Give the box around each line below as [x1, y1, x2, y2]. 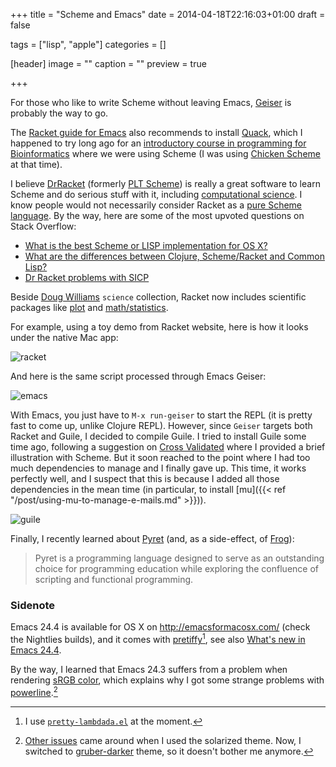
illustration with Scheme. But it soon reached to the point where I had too [10, 452, 311, 463]
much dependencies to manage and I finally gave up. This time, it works [10, 462, 307, 474]
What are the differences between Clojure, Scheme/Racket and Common [24, 250, 326, 262]
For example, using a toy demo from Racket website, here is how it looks [10, 321, 309, 333]
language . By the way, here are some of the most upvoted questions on [10, 210, 305, 221]
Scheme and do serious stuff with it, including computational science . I [10, 189, 303, 200]
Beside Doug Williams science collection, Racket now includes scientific [10, 291, 307, 303]
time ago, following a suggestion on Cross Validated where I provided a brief [10, 441, 326, 453]
